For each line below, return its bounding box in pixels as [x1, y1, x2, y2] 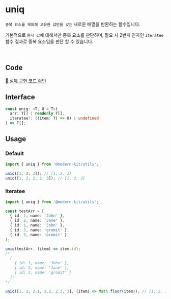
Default [5, 150, 24, 157]
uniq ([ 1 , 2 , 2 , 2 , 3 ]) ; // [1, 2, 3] [5, 175, 85, 181]
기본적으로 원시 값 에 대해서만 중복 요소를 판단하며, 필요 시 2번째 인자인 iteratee [5, 32, 164, 38]
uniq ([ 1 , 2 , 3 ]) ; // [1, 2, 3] [5, 171, 72, 176]
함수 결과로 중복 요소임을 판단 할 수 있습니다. [5, 38, 94, 44]
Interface [5, 93, 35, 102]
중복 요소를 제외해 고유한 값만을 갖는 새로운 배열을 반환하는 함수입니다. [5, 21, 140, 27]
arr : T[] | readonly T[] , [10, 111, 65, 116]
